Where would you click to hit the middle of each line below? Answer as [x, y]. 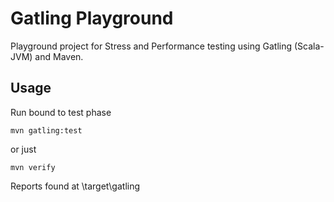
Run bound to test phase [61, 112]
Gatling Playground [92, 18]
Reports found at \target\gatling [75, 186]
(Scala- [309, 46]
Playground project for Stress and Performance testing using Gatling [151, 46]
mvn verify [33, 167]
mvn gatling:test [46, 130]
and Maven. [59, 56]
